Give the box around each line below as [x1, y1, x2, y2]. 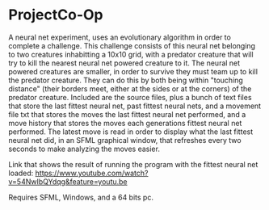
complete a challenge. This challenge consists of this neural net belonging [8, 40, 256, 50]
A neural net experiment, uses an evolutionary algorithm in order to [8, 32, 232, 42]
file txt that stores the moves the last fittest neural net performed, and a [8, 109, 246, 119]
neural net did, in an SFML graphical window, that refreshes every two [8, 135, 242, 145]
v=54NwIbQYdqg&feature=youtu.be [8, 176, 128, 187]
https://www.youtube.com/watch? [35, 168, 149, 178]
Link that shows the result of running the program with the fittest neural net [8, 159, 258, 169]
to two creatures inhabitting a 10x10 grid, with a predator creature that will [8, 49, 254, 59]
